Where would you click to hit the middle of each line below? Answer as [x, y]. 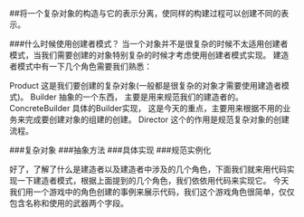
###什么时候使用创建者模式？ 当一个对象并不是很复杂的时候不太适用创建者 [149, 44]
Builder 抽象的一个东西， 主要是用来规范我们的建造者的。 [137, 97]
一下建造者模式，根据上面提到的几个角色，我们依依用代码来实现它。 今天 [153, 180]
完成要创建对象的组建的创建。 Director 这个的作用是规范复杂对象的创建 [157, 119]
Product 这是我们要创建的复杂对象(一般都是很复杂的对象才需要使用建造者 [146, 85]
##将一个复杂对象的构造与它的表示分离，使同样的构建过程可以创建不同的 [145, 13]
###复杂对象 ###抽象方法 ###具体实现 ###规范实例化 [110, 150]
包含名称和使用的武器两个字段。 [69, 203]
